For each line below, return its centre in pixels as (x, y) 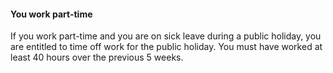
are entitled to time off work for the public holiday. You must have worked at (166, 47)
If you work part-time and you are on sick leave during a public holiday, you (166, 36)
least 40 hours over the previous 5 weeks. (97, 57)
